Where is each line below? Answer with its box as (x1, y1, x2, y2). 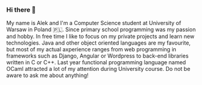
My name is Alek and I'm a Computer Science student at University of (6, 20, 181, 27)
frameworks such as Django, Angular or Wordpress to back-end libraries (6, 52, 189, 60)
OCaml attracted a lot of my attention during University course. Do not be (6, 65, 190, 73)
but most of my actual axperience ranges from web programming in (6, 46, 177, 53)
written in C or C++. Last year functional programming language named (6, 59, 186, 66)
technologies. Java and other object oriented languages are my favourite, (6, 39, 191, 46)
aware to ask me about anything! (6, 72, 89, 79)
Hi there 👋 (6, 6, 37, 14)
